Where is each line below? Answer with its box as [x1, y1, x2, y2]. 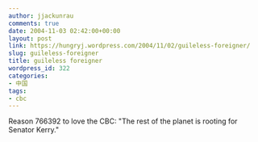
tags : [8, 86, 27, 95]
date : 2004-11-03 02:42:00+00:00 [8, 27, 121, 35]
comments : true [8, 19, 60, 27]
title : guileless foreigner [8, 57, 103, 65]
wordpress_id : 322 [8, 65, 70, 73]
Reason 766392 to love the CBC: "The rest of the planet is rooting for [8, 116, 238, 126]
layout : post [8, 34, 52, 43]
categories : [8, 72, 48, 80]
